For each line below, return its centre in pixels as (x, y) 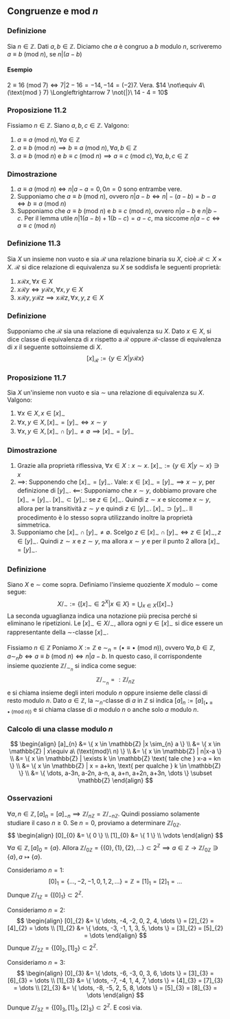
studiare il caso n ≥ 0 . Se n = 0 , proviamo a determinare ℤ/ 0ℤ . (94, 824)
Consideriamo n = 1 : (36, 870)
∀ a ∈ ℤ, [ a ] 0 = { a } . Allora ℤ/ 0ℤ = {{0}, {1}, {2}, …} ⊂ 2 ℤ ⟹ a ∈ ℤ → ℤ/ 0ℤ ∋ (113, 848)
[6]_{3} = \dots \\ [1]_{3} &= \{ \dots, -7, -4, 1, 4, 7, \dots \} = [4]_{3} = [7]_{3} (115, 981)
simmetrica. (34, 524)
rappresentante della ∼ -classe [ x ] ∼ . (58, 633)
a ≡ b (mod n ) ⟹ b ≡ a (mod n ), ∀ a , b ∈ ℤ (77, 148)
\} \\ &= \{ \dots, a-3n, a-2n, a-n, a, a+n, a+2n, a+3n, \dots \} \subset (115, 773)
